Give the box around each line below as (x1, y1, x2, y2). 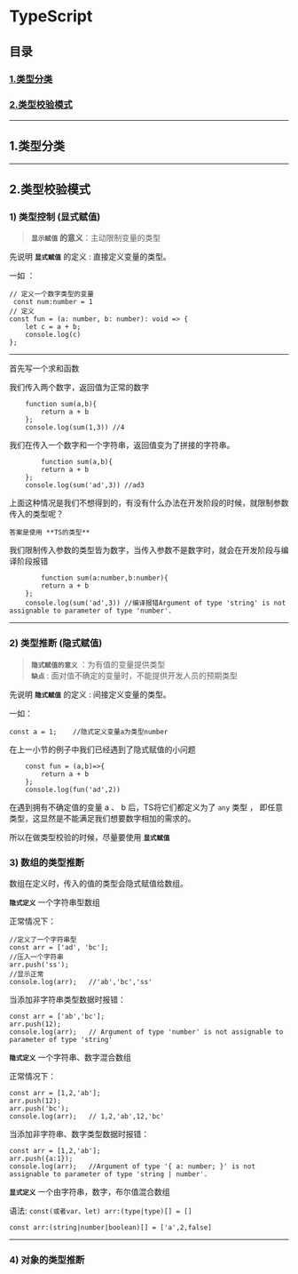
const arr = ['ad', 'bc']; (9, 942, 109, 952)
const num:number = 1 (12, 298, 93, 307)
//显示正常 (9, 969, 44, 979)
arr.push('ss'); (9, 960, 69, 969)
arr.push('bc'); (9, 1104, 69, 1113)
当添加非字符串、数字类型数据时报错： (9, 1128, 149, 1139)
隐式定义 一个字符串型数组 (9, 896, 100, 908)
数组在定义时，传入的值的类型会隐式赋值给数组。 (9, 877, 188, 888)
